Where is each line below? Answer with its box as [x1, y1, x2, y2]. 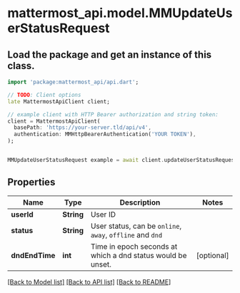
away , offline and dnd [90, 230, 163, 240]
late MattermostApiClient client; [7, 98, 111, 105]
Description [119, 197, 161, 207]
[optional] [196, 250, 229, 260]
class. [7, 59, 35, 72]
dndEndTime [11, 250, 56, 260]
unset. [90, 259, 112, 269]
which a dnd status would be [90, 250, 187, 260]
